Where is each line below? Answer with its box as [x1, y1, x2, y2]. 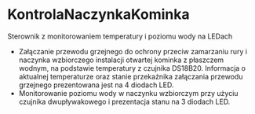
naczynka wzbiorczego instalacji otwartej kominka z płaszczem [18, 55, 224, 64]
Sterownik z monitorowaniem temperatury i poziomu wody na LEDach [7, 31, 233, 41]
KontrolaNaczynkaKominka [7, 6, 190, 24]
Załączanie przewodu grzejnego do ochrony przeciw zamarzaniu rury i [18, 46, 248, 56]
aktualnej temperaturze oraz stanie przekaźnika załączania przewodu [18, 72, 243, 81]
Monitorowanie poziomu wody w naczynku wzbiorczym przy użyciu [18, 88, 239, 97]
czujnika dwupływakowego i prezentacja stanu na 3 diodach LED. [18, 97, 231, 106]
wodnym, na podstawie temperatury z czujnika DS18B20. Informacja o [18, 63, 246, 72]
